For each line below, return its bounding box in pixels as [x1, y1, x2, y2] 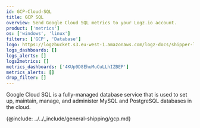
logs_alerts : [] [6, 53, 46, 59]
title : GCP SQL [6, 14, 44, 20]
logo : [6, 42, 20, 48]
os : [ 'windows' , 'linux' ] [6, 31, 70, 37]
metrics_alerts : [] [6, 69, 55, 75]
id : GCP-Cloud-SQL [6, 8, 52, 15]
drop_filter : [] [6, 75, 46, 81]
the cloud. [6, 104, 31, 111]
